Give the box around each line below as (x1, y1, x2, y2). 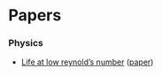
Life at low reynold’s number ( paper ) (20, 57, 154, 67)
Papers (8, 5, 62, 26)
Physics (8, 37, 43, 49)
